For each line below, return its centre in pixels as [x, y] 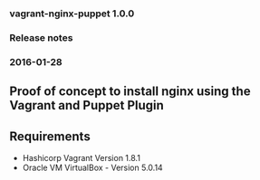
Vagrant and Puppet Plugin [87, 105]
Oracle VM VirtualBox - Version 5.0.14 [92, 167]
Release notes [41, 37]
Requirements [50, 136]
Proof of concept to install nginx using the [130, 92]
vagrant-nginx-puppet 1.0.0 [72, 14]
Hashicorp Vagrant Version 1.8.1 [81, 157]
